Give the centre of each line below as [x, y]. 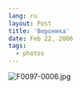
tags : [17, 46]
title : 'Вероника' [39, 31]
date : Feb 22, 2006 [41, 38]
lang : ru [23, 16]
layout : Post [30, 23]
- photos [30, 53]
